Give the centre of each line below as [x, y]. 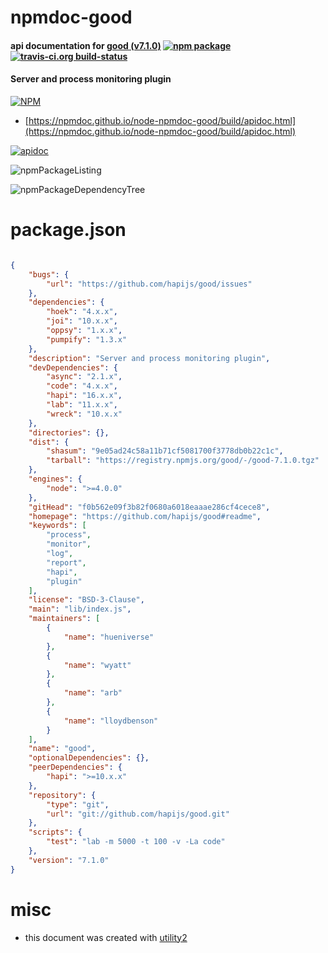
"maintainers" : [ [64, 619]
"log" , [60, 554]
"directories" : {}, [69, 432]
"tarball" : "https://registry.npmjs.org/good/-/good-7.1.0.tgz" [183, 461]
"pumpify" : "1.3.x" [87, 339]
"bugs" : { [49, 274]
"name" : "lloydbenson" [111, 721]
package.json [68, 230]
